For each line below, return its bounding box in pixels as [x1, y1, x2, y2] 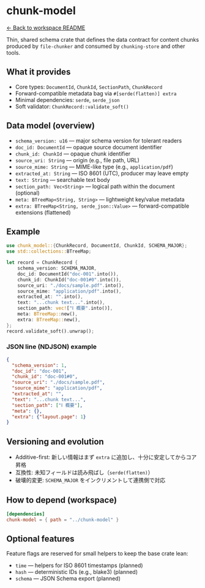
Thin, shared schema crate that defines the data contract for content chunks [6, 36, 199, 43]
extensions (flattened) [15, 208, 72, 216]
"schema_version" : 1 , [12, 362, 67, 369]
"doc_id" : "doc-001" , [12, 368, 67, 374]
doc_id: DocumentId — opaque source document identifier [15, 143, 162, 151]
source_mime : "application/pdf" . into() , [17, 288, 122, 294]
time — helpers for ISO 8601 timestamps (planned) [15, 562, 143, 569]
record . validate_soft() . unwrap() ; [6, 328, 95, 334]
